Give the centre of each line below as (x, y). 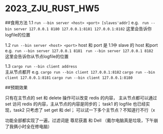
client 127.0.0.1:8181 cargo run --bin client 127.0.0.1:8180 (69, 78)
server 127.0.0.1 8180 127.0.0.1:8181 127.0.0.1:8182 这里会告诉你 (83, 29)
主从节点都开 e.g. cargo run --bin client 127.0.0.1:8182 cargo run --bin (80, 72)
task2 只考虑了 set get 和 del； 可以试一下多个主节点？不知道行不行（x (84, 110)
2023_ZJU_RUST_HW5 (52, 9)
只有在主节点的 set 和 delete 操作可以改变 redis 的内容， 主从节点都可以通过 (81, 97)
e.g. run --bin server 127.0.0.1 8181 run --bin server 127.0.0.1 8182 (79, 50)
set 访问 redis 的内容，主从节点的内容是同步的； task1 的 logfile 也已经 (75, 104)
